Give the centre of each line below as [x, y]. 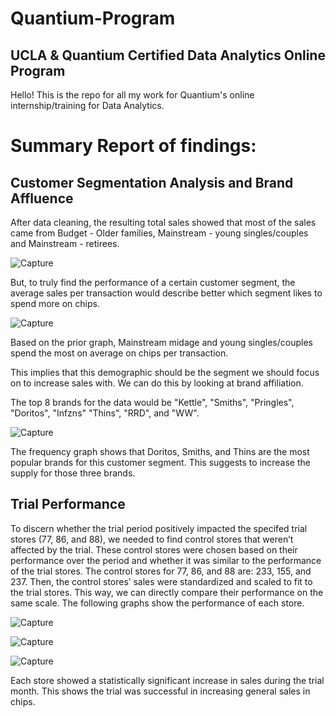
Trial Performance [68, 504]
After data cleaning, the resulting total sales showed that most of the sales [163, 222]
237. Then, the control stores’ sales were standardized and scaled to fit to [161, 581]
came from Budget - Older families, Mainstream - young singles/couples [159, 233]
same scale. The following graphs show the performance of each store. [157, 603]
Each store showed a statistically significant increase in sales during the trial [167, 680]
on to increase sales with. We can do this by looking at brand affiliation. [157, 383]
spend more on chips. [55, 303]
